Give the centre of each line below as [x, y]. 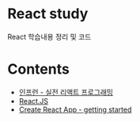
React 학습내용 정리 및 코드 [49, 36]
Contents [39, 69]
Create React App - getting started [75, 109]
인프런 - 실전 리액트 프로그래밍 [66, 92]
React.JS [34, 101]
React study [48, 14]
